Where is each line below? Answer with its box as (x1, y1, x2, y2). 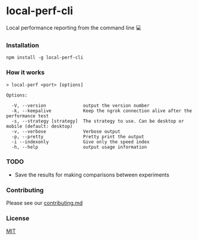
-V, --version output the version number (11, 103, 150, 108)
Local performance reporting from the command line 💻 (6, 24, 142, 31)
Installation (6, 41, 40, 49)
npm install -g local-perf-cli (6, 55, 84, 60)
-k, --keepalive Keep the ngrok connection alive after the (11, 108, 193, 114)
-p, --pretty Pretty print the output (11, 133, 145, 140)
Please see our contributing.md (6, 200, 83, 207)
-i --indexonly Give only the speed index (11, 139, 150, 145)
